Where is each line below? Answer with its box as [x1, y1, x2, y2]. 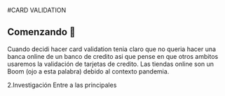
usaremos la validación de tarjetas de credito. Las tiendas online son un [7, 60, 214, 68]
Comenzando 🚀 [7, 26, 76, 38]
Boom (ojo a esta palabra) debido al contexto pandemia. [7, 67, 170, 76]
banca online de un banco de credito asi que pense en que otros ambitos [7, 52, 219, 60]
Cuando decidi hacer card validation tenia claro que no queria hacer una [7, 45, 216, 53]
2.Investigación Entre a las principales [7, 81, 117, 89]
